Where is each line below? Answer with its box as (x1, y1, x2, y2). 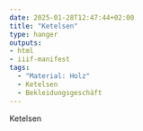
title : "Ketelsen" (9, 22, 78, 31)
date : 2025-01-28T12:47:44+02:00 (9, 13, 135, 22)
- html (9, 47, 34, 56)
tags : (9, 64, 30, 73)
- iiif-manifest (9, 55, 70, 64)
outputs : (9, 38, 42, 48)
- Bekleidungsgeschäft (17, 88, 103, 97)
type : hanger (9, 30, 58, 39)
